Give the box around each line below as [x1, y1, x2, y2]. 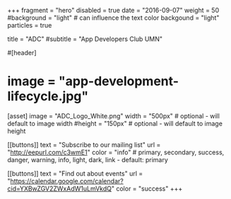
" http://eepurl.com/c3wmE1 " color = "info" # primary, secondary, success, [7, 148, 225, 157]
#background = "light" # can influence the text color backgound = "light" [7, 13, 220, 22]
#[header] [7, 49, 37, 57]
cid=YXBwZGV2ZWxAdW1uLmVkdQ [7, 184, 112, 193]
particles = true [7, 21, 52, 29]
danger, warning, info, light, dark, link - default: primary [7, 155, 168, 164]
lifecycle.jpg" [7, 89, 89, 105]
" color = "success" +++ [111, 184, 183, 193]
